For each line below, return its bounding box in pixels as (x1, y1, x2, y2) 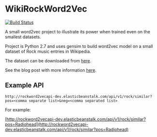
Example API (5, 81, 44, 90)
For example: (5, 107, 31, 112)
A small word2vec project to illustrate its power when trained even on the (5, 29, 151, 34)
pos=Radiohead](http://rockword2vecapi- (5, 121, 88, 127)
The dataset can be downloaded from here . (5, 58, 92, 63)
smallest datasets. (5, 34, 41, 40)
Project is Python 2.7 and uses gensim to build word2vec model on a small (5, 43, 153, 49)
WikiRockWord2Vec (5, 3, 87, 15)
